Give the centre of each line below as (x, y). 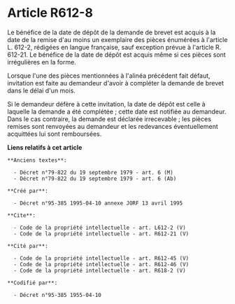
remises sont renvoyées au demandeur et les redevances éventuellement (113, 126)
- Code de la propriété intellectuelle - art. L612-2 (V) (100, 228)
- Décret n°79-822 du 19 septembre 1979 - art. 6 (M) (93, 172)
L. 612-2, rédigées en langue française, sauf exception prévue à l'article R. (114, 47)
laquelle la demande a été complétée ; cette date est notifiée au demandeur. (117, 111)
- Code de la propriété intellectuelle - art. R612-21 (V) (101, 234)
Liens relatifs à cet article (45, 147)
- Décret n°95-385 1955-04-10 (57, 295)
